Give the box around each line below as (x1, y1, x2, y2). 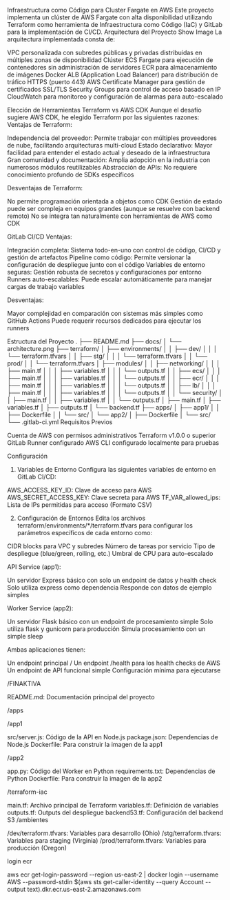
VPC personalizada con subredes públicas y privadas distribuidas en (7, 48, 202, 57)
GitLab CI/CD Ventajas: (7, 232, 72, 241)
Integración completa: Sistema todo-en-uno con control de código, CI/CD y (7, 246, 221, 254)
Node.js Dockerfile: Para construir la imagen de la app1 (7, 741, 163, 748)
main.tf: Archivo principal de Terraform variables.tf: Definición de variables (7, 801, 219, 809)
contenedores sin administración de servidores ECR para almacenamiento (7, 63, 218, 71)
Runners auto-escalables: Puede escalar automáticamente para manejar (7, 275, 212, 283)
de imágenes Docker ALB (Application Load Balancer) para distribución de (7, 70, 218, 79)
